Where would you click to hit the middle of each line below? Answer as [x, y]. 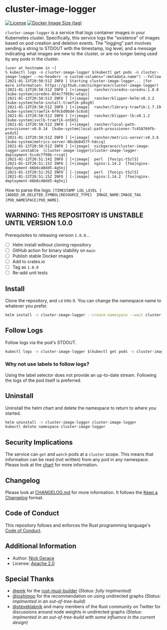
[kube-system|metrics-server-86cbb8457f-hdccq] [55, 142]
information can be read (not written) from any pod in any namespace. [77, 460]
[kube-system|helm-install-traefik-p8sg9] [50, 103]
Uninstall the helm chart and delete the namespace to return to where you [81, 408]
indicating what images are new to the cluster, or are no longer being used [81, 54]
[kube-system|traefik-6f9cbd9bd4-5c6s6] [48, 111]
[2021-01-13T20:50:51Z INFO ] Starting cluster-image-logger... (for [79, 81]
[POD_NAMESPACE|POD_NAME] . [33, 200]
